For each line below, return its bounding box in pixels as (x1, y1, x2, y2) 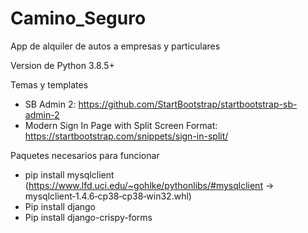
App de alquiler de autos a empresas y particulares (10, 40, 221, 52)
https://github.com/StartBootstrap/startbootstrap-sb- (78, 98, 298, 110)
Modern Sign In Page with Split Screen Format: (24, 119, 218, 131)
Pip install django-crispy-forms (24, 211, 153, 223)
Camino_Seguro (10, 7, 147, 30)
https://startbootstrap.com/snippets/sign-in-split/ (24, 130, 229, 142)
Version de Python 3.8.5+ (10, 59, 115, 71)
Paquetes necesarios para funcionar (10, 149, 160, 161)
